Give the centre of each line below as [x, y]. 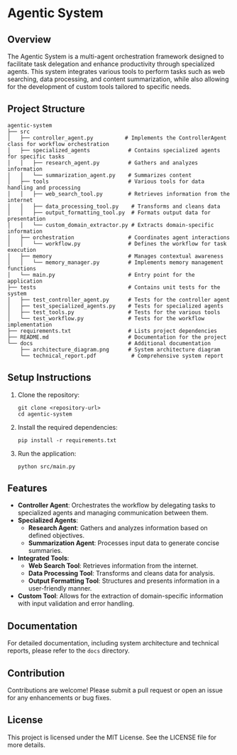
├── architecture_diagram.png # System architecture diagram [120, 349]
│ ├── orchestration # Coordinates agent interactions [119, 237]
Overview [29, 39]
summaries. [45, 551]
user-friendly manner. [60, 588]
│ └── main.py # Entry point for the [101, 275]
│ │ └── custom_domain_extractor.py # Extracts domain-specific [111, 225]
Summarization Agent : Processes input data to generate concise [124, 543]
